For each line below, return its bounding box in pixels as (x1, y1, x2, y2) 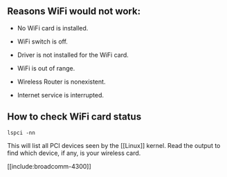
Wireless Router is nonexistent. (17, 77, 106, 86)
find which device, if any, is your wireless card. (7, 149, 141, 157)
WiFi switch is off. (17, 37, 68, 46)
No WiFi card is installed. (17, 24, 89, 32)
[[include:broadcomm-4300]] (7, 162, 91, 170)
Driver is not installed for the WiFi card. (17, 50, 129, 59)
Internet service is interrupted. (17, 91, 105, 99)
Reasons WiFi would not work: (7, 6, 140, 17)
